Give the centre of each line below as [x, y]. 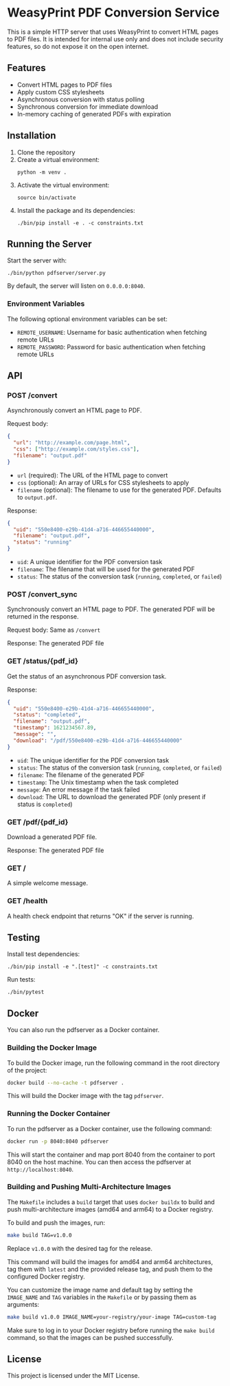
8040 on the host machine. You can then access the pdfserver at [99, 1161]
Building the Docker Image [52, 1048]
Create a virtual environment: [58, 159]
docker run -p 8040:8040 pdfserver [58, 1141]
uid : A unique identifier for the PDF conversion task [90, 562]
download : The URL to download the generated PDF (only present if [111, 796]
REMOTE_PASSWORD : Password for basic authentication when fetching [111, 346]
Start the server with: [37, 260]
